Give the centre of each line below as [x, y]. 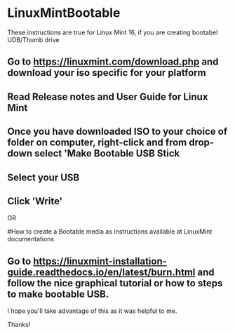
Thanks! [19, 325]
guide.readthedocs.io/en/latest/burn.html [101, 272]
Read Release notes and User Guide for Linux [108, 96]
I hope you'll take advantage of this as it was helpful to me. [92, 311]
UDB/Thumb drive [33, 39]
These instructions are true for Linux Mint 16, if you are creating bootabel [113, 32]
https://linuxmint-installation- [100, 261]
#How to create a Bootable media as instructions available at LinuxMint [110, 232]
